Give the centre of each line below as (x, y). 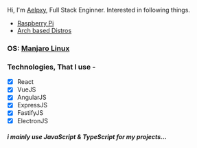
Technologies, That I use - (51, 67)
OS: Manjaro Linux (38, 48)
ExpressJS (32, 105)
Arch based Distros (44, 31)
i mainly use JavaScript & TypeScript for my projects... (87, 137)
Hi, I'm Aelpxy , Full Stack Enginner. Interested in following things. (99, 10)
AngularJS (32, 97)
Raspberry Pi (35, 23)
